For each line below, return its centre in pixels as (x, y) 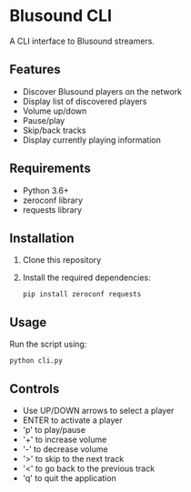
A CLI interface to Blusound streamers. (82, 41)
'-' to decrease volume (65, 449)
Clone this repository (62, 260)
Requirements (50, 169)
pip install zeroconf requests (82, 295)
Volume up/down (55, 111)
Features (35, 70)
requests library (52, 209)
